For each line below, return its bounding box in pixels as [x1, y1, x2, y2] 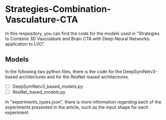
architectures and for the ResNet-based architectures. [19, 73, 130, 80]
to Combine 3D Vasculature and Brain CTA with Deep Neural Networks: [5, 36, 151, 42]
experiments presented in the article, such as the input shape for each [5, 104, 149, 110]
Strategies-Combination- [5, 3, 111, 15]
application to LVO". [5, 41, 46, 47]
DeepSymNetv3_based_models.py [12, 83, 83, 89]
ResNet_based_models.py [12, 89, 66, 95]
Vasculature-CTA [5, 14, 78, 25]
